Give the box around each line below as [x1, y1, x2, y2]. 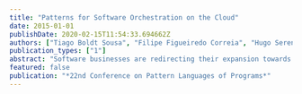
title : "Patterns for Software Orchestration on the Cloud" [9, 13, 240, 22]
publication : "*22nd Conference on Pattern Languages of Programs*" [9, 72, 271, 81]
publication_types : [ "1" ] [9, 47, 106, 56]
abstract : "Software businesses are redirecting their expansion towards [9, 55, 292, 64]
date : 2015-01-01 [9, 21, 75, 30]
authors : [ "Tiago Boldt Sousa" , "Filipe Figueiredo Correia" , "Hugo [9, 38, 271, 47]
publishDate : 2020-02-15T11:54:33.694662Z [9, 30, 171, 38]
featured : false [9, 64, 70, 73]
